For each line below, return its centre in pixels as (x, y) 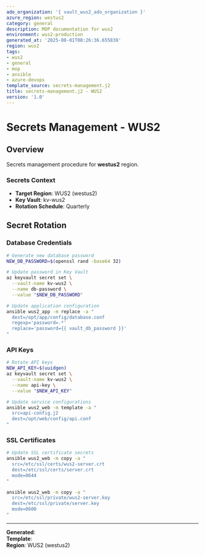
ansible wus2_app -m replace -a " (50, 312)
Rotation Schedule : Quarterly (52, 206)
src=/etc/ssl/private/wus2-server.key (61, 498)
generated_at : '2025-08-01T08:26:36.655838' (64, 40)
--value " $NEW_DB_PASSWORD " (48, 295)
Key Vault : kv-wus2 (40, 200)
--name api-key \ (34, 385)
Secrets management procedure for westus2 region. (73, 164)
